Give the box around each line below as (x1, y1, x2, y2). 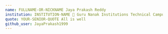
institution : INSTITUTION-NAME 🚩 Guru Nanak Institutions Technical (5, 12, 151, 17)
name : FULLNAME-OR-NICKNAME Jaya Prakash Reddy (5, 7, 106, 12)
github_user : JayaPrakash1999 (5, 21, 68, 26)
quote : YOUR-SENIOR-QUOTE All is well (5, 16, 86, 21)
